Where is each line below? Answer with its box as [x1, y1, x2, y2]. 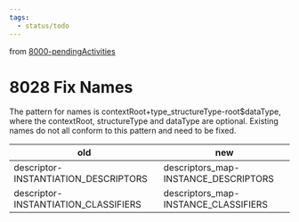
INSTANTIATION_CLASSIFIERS [13, 198, 142, 210]
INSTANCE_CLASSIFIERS [163, 198, 269, 210]
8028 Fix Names [9, 77, 133, 97]
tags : [9, 12, 29, 22]
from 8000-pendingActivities [9, 45, 116, 56]
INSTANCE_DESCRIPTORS [163, 173, 274, 185]
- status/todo [17, 21, 69, 30]
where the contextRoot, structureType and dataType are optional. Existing [9, 116, 279, 127]
